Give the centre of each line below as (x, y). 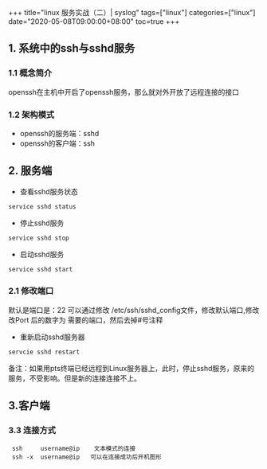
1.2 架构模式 (31, 115)
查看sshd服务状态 (49, 191)
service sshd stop (39, 238)
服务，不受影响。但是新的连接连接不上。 (75, 378)
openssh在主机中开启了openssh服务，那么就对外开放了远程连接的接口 (124, 92)
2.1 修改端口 (31, 291)
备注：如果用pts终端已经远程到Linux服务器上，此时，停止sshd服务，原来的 (132, 368)
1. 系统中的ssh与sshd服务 (72, 48)
